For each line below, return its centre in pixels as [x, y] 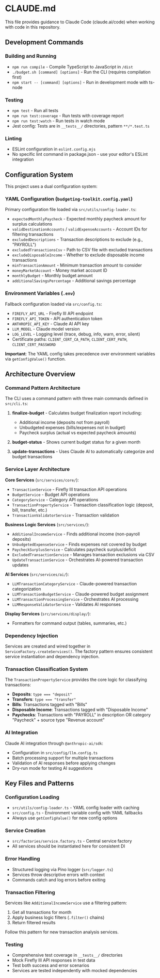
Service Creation [25, 830]
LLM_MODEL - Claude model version [46, 329]
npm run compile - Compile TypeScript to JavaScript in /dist [72, 66]
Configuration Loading [32, 797]
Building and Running [31, 56]
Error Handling [23, 859]
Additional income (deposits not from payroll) [64, 422]
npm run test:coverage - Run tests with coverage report [68, 116]
